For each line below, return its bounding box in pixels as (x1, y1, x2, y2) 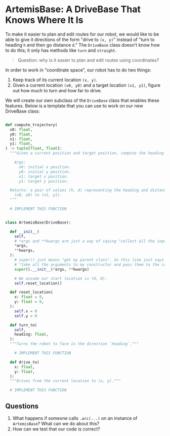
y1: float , (10, 141, 33, 147)
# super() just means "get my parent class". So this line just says (14, 258, 164, 263)
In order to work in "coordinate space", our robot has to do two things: (5, 67, 152, 73)
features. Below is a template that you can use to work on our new (5, 102, 143, 108)
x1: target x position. (18, 174, 69, 179)
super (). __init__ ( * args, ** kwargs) (14, 267, 90, 272)
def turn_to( (10, 322, 37, 328)
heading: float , (14, 332, 49, 337)
